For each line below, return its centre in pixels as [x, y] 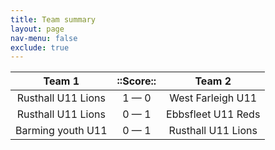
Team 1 [61, 81]
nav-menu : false [44, 38]
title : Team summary [53, 19]
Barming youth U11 [61, 131]
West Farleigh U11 [213, 98]
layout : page [37, 29]
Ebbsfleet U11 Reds [213, 114]
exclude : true [40, 47]
